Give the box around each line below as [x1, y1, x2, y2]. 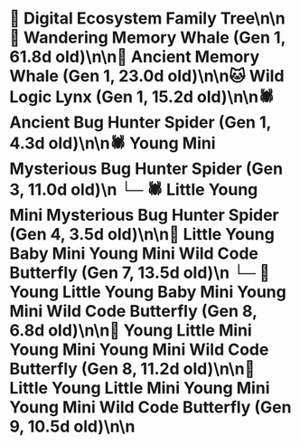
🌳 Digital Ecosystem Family [9, 8, 217, 29]
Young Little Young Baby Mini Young [9, 282, 286, 302]
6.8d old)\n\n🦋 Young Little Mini [9, 320, 253, 341]
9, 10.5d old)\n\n [9, 416, 136, 437]
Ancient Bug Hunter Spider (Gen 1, [9, 112, 271, 133]
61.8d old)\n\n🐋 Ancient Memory [9, 47, 260, 67]
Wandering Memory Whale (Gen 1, [23, 27, 286, 48]
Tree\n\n [220, 8, 286, 29]
